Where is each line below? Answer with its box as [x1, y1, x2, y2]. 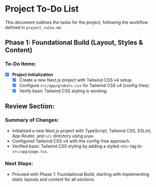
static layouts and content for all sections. [12, 176, 95, 182]
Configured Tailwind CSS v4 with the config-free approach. [12, 138, 131, 144]
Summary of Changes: [5, 117, 59, 124]
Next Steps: [5, 160, 33, 167]
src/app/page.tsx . [12, 148, 48, 154]
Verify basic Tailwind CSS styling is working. [19, 88, 108, 94]
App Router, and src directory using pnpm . [12, 133, 94, 139]
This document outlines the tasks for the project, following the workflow [5, 19, 148, 25]
